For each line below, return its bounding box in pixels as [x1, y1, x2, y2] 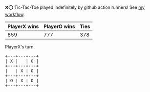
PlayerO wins [43, 23, 75, 30]
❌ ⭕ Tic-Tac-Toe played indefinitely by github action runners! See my [5, 4, 145, 10]
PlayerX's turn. [5, 44, 35, 49]
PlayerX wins [7, 23, 39, 30]
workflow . [5, 12, 25, 17]
